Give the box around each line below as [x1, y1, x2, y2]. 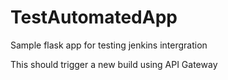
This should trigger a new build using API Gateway [10, 58, 218, 70]
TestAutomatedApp [10, 6, 178, 29]
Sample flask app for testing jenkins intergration [10, 39, 208, 51]
